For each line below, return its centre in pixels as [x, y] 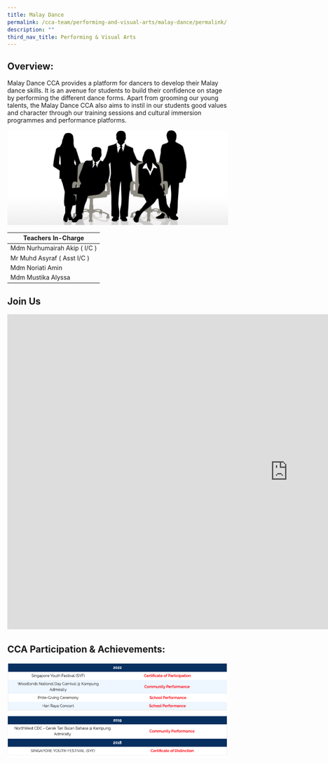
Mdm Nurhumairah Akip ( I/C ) [54, 248]
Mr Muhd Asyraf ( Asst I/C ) [50, 258]
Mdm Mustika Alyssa [40, 277]
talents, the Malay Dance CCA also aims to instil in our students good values [117, 106]
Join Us [24, 301]
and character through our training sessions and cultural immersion [104, 113]
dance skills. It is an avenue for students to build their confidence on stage [115, 90]
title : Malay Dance [36, 15]
